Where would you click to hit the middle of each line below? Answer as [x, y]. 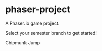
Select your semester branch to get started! [51, 33]
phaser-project [38, 9]
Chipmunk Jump [23, 43]
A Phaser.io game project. [32, 23]
